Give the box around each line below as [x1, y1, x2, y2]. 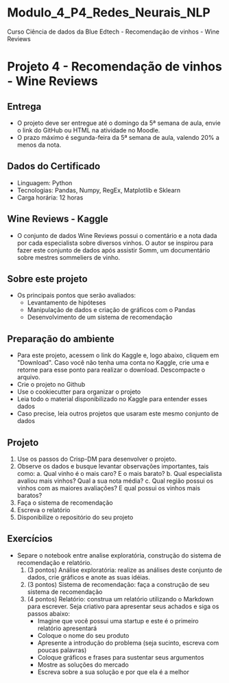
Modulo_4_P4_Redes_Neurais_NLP [7, 5, 211, 21]
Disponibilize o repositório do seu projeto [16, 513, 134, 521]
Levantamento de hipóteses [27, 298, 106, 307]
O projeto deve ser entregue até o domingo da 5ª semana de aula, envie [16, 119, 221, 127]
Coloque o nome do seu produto [37, 631, 130, 639]
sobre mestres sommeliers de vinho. [16, 253, 121, 261]
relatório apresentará [37, 624, 97, 632]
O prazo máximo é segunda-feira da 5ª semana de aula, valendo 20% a [16, 133, 219, 141]
